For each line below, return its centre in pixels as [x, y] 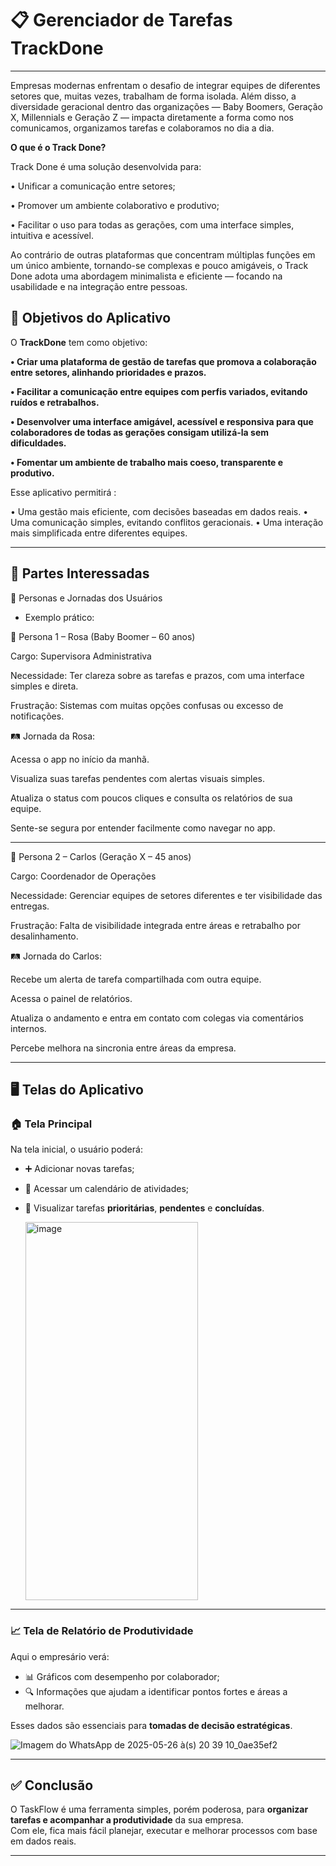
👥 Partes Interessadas [80, 573]
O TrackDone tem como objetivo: [79, 342]
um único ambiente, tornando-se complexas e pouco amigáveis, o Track [159, 265]
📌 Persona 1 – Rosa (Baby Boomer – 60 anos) [103, 636]
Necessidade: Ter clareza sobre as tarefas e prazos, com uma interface [157, 675]
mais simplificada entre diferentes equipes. [99, 533]
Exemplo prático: [59, 617]
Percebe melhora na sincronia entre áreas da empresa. [123, 1048]
